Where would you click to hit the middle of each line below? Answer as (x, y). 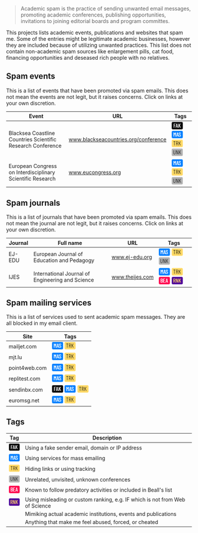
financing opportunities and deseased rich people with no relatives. (88, 58)
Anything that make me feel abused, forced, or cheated (92, 522)
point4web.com (28, 368)
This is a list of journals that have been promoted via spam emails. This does (99, 217)
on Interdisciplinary (32, 172)
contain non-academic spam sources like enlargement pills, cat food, (90, 51)
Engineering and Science (64, 280)
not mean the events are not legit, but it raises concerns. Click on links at (95, 96)
